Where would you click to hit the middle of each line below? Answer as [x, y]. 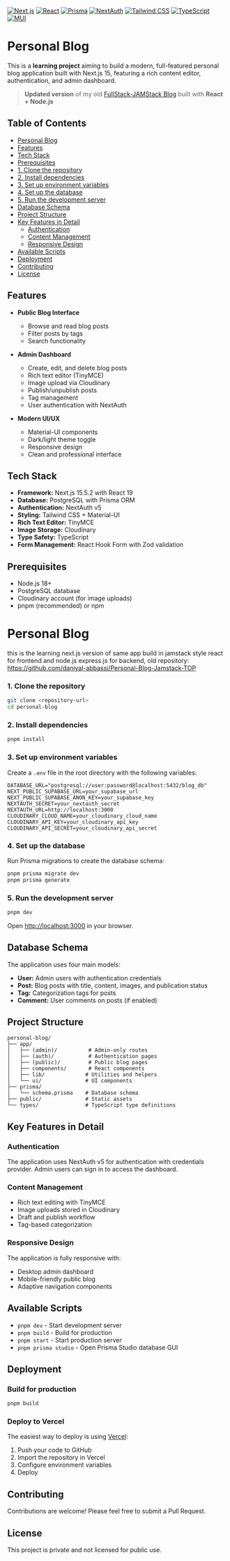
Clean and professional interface [75, 454]
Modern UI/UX [39, 418]
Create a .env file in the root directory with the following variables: [102, 772]
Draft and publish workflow [56, 1217]
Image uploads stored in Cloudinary [69, 1210]
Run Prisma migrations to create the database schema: [86, 860]
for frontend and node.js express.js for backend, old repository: [98, 661]
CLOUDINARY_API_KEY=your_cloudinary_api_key [73, 822]
